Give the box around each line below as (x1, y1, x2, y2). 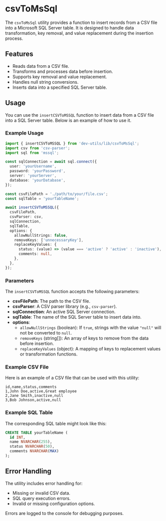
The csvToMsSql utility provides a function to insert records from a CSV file (5, 19, 158, 25)
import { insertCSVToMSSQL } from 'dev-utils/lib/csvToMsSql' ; (5, 141, 140, 146)
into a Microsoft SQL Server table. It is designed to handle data (5, 24, 134, 30)
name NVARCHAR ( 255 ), (9, 439, 52, 444)
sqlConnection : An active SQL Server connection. (12, 309, 116, 315)
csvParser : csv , (9, 214, 43, 219)
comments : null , (18, 251, 52, 257)
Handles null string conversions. (12, 79, 79, 85)
